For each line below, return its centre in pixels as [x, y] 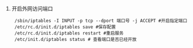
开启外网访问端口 [32, 8]
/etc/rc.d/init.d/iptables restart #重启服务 [69, 33]
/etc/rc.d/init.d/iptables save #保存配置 [65, 27]
